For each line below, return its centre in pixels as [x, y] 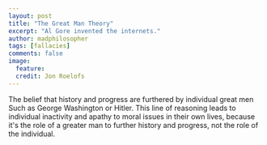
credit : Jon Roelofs [50, 76]
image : [19, 62]
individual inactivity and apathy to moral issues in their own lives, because [132, 116]
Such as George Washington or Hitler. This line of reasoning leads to [122, 108]
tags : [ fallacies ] [39, 46]
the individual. [32, 134]
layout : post [30, 16]
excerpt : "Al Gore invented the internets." [85, 31]
